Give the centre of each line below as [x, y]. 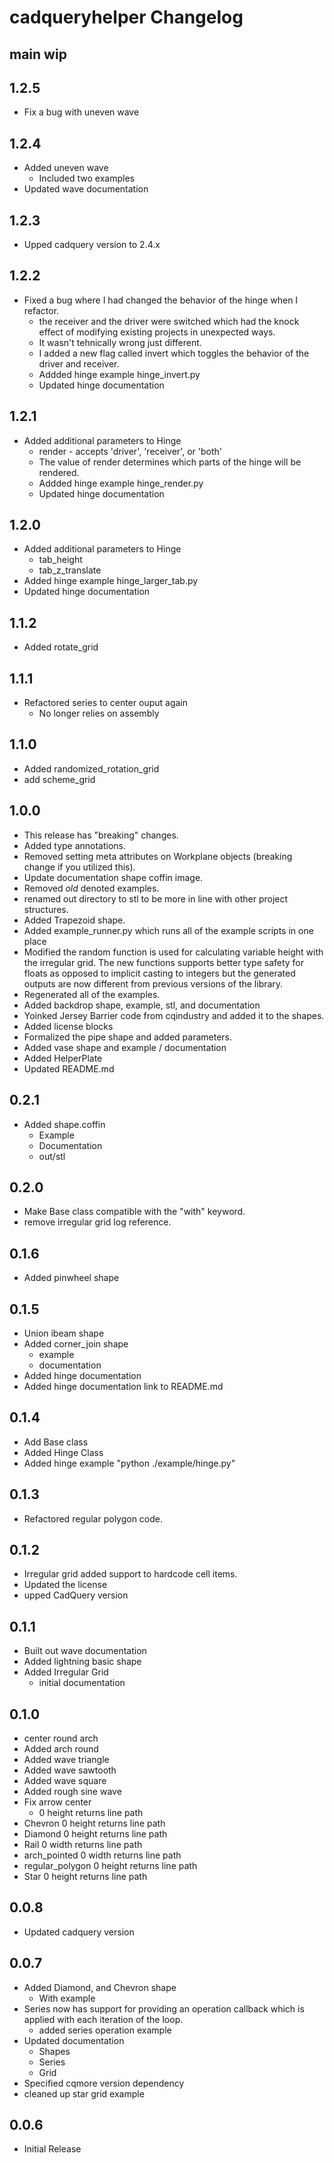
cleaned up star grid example [84, 2093]
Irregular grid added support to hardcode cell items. [130, 1574]
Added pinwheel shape [71, 1278]
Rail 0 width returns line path [83, 1845]
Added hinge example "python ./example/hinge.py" [129, 1463]
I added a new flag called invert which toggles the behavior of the [174, 353]
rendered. [59, 472]
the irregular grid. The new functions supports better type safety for [164, 962]
